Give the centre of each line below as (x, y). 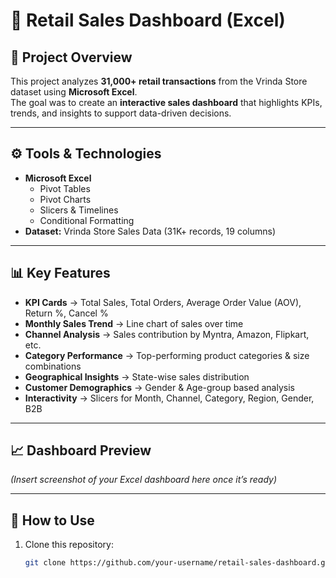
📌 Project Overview (71, 57)
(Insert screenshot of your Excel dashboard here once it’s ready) (144, 480)
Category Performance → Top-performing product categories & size (167, 355)
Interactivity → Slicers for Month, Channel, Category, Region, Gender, (169, 398)
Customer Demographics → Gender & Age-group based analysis (159, 387)
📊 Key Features (60, 273)
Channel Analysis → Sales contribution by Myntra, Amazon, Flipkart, (167, 334)
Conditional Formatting (87, 220)
